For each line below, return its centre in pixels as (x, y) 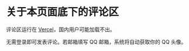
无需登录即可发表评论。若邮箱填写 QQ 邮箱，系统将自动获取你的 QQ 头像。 (96, 42)
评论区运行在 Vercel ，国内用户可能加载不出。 (61, 29)
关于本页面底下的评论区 (63, 12)
